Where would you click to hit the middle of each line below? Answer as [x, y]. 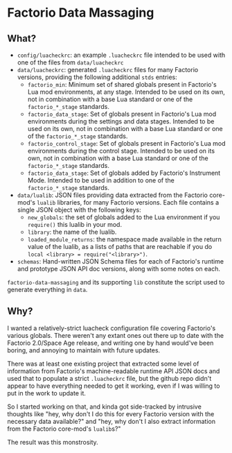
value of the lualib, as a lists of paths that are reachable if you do [120, 247]
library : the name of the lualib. [72, 232]
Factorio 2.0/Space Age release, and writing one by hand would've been [110, 343]
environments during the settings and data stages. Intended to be [121, 121]
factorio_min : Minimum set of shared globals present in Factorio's [122, 84]
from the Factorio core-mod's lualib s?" [64, 429]
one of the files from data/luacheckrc [70, 62]
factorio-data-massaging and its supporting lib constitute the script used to [116, 282]
